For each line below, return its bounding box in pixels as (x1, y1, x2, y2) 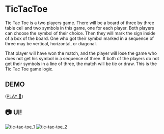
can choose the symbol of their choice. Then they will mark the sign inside (5, 30, 156, 36)
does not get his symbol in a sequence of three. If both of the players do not (5, 55, 159, 61)
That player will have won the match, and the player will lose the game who (5, 50, 157, 56)
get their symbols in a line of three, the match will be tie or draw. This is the (5, 61, 157, 67)
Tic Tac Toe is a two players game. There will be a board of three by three (5, 20, 155, 26)
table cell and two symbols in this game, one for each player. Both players (5, 25, 155, 31)
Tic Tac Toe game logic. (5, 66, 54, 72)
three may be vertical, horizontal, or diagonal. (5, 40, 97, 46)
